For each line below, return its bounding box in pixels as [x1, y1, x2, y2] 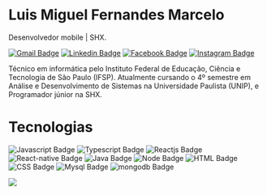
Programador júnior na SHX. [8, 89, 103, 99]
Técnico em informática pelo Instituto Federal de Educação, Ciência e [8, 63, 241, 74]
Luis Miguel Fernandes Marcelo [8, 6, 225, 24]
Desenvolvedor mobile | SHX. [8, 32, 107, 42]
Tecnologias [8, 118, 93, 137]
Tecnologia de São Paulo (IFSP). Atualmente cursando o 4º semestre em [8, 72, 252, 82]
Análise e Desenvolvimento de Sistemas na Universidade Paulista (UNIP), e [8, 81, 260, 91]
